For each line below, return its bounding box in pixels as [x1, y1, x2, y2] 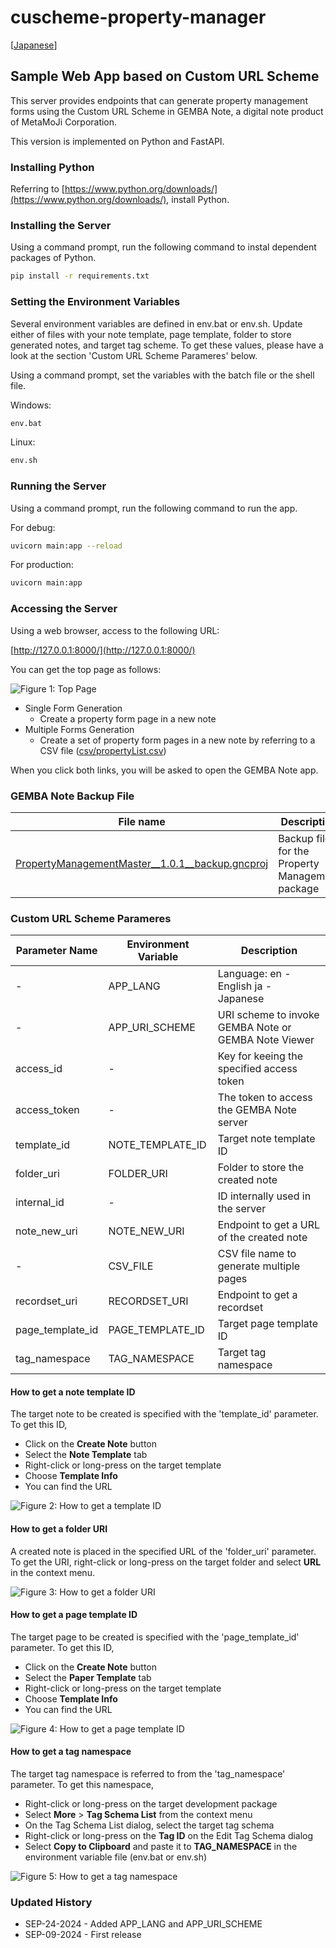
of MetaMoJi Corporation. [10, 116, 118, 128]
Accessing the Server [10, 602, 118, 616]
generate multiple [217, 1259, 301, 1273]
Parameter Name [15, 944, 98, 958]
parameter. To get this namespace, [10, 1779, 154, 1791]
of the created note [217, 1231, 308, 1245]
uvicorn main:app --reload [10, 541, 123, 551]
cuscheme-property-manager [10, 6, 267, 29]
